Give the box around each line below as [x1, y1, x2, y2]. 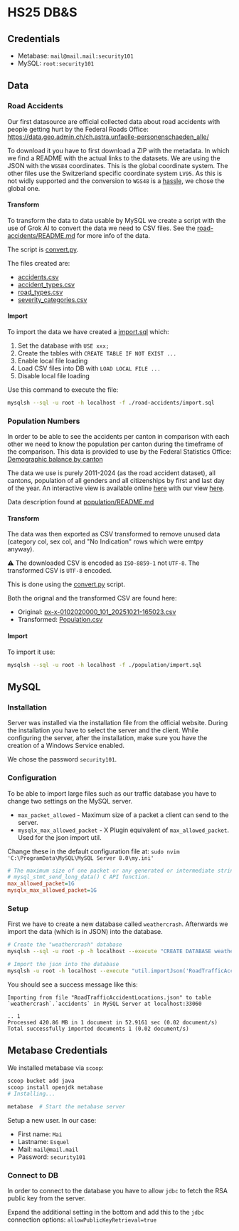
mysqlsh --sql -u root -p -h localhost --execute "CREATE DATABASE [7, 948, 212, 955]
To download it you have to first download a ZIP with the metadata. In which [7, 146, 230, 155]
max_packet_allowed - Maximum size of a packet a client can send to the [17, 810, 229, 819]
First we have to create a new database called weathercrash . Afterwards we [7, 920, 228, 928]
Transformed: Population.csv [17, 615, 103, 624]
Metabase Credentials [7, 1044, 108, 1056]
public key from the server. [7, 1194, 87, 1203]
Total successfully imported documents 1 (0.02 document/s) [7, 1025, 190, 1032]
